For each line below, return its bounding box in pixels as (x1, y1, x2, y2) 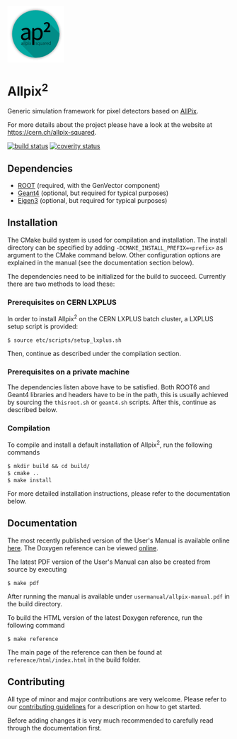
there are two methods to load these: (7, 279, 115, 288)
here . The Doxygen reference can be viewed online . (7, 543, 158, 552)
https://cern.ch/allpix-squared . (7, 128, 97, 137)
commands (7, 448, 40, 457)
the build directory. (7, 599, 62, 608)
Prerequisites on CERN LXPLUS (7, 297, 117, 307)
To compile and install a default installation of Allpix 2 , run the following (7, 439, 212, 449)
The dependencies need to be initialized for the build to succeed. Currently (7, 272, 226, 280)
